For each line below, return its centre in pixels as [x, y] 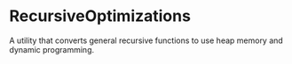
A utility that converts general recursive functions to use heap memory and [146, 40]
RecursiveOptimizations [100, 16]
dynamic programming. [52, 49]
